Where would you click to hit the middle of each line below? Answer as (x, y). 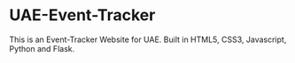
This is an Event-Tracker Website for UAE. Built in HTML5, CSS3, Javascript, (148, 39)
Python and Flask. (42, 48)
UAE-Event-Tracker (82, 15)
